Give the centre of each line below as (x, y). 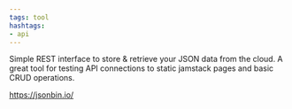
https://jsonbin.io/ (42, 95)
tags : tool (29, 17)
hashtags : (27, 26)
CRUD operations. (42, 78)
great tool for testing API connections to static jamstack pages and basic (142, 68)
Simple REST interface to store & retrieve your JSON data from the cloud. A (146, 59)
